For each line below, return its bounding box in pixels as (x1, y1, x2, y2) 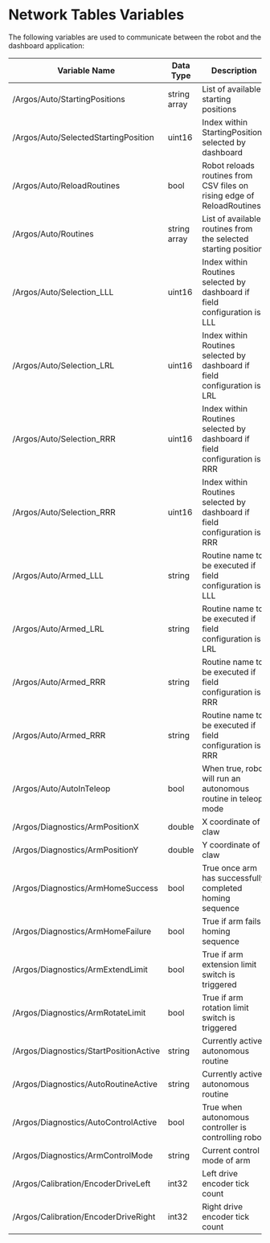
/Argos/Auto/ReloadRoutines (12, 179, 121, 191)
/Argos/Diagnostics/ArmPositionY (12, 844, 139, 855)
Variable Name (57, 64, 115, 76)
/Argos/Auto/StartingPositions (12, 93, 126, 105)
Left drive (202, 1167, 239, 1179)
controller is (202, 1122, 247, 1133)
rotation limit (202, 1002, 249, 1013)
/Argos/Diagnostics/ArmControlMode (12, 1150, 153, 1161)
